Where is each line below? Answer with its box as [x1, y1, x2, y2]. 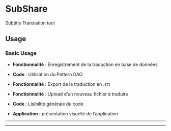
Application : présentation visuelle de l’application [12, 110, 119, 117]
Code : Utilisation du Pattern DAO [12, 71, 83, 77]
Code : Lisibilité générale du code [12, 101, 83, 107]
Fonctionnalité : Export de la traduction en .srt [12, 81, 110, 87]
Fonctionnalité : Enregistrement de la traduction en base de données [12, 61, 158, 68]
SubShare [5, 3, 48, 15]
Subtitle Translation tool [5, 20, 55, 26]
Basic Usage [5, 50, 37, 57]
